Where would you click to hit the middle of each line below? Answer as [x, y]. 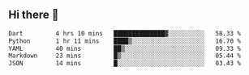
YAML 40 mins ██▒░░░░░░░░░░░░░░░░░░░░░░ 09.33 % [125, 48]
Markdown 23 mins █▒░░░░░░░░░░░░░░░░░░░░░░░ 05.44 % [125, 56]
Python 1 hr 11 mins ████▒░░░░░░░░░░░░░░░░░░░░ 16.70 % [125, 41]
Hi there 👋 [34, 15]
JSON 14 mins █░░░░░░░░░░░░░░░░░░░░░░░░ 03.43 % [125, 64]
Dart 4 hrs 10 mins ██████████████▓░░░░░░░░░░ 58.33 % [125, 33]
